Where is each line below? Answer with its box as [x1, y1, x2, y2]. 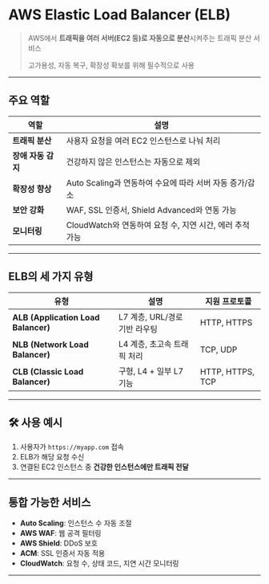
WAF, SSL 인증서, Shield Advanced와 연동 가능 [66, 204, 237, 215]
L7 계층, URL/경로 [118, 311, 183, 322]
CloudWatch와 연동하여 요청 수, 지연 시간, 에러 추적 [66, 219, 250, 231]
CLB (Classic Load [12, 366, 84, 377]
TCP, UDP [199, 344, 238, 355]
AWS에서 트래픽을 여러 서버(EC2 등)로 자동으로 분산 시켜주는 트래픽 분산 [27, 33, 252, 43]
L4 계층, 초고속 [118, 338, 172, 349]
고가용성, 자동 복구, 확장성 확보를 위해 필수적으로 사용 [27, 60, 195, 70]
